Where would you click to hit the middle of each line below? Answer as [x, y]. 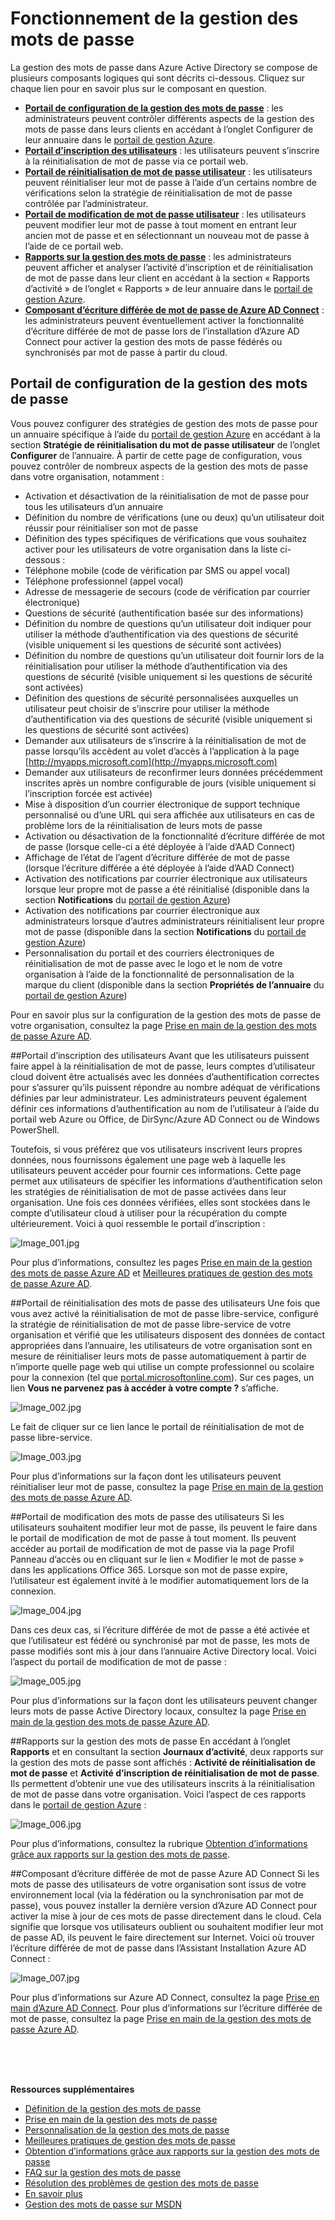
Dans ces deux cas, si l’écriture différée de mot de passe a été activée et [160, 1629]
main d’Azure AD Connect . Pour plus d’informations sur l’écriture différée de [166, 2008]
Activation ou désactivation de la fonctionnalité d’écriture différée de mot [174, 836]
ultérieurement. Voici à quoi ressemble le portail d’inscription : [138, 1223]
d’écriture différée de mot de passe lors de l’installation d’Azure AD [162, 331]
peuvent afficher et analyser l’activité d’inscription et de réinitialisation [169, 267]
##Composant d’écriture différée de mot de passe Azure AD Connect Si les [165, 1873]
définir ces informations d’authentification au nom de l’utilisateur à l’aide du [165, 1108]
